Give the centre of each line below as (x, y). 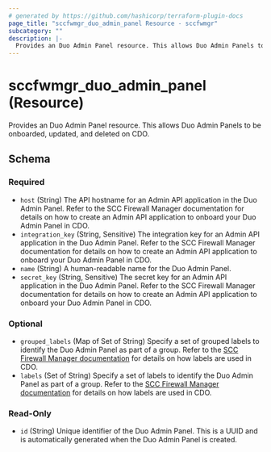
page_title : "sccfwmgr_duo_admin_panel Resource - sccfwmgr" (113, 23)
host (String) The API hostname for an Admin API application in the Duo (139, 199)
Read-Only (30, 413)
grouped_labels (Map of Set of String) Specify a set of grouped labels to (140, 341)
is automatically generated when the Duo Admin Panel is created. (129, 440)
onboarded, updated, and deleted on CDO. (79, 134)
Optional (25, 324)
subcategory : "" (35, 31)
